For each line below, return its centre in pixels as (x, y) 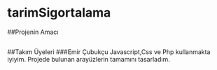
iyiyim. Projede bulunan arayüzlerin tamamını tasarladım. (89, 60)
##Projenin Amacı (33, 32)
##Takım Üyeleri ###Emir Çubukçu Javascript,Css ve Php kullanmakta (109, 52)
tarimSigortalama (59, 13)
